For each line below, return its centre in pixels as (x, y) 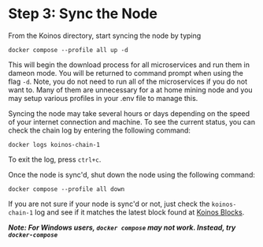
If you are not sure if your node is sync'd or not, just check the (109, 204)
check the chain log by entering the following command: (100, 130)
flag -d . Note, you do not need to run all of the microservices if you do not (128, 81)
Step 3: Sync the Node (83, 14)
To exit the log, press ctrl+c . (55, 159)
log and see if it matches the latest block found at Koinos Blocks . (140, 212)
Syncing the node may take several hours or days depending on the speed (129, 113)
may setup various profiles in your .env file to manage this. (103, 98)
